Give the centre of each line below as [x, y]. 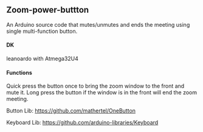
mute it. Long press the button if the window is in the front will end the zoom [102, 92]
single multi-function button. [42, 31]
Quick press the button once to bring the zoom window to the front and [95, 86]
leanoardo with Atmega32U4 [43, 59]
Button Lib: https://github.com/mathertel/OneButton [71, 111]
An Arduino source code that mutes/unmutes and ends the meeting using [98, 24]
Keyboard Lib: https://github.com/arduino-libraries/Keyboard [82, 123]
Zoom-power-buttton [48, 10]
